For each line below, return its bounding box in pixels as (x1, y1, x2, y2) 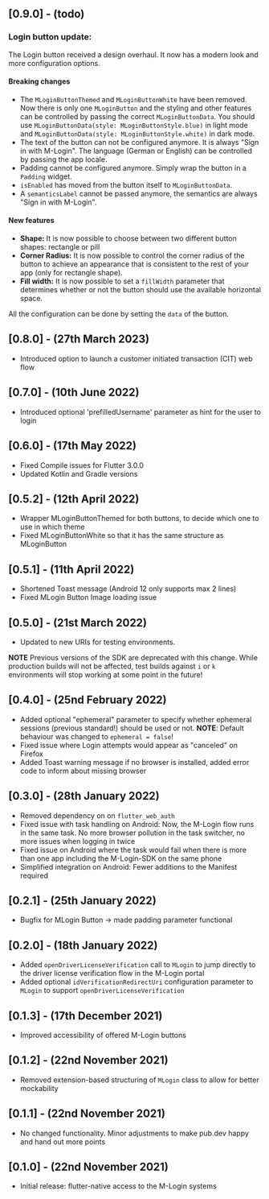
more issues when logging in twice (19, 836, 136, 846)
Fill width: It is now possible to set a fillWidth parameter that (19, 276, 225, 286)
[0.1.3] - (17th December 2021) (8, 1009, 163, 1023)
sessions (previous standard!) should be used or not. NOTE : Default (19, 723, 245, 733)
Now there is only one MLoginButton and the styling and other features (19, 103, 252, 113)
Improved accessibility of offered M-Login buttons (19, 1031, 187, 1040)
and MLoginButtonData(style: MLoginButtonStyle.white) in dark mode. (19, 129, 255, 139)
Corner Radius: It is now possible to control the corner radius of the (19, 250, 245, 261)
